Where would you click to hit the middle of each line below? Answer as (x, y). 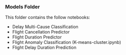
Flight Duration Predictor (37, 37)
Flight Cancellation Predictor (41, 32)
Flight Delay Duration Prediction (44, 48)
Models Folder (23, 7)
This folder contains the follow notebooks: (48, 18)
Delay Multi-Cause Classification (45, 27)
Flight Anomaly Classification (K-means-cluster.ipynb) (67, 42)
